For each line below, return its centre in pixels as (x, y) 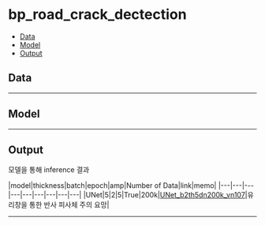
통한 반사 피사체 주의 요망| (69, 205)
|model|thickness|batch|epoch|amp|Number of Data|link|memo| (112, 186)
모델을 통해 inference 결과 (49, 170)
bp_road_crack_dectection (97, 15)
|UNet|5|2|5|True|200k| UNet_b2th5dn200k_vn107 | (165, 195)
